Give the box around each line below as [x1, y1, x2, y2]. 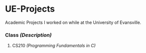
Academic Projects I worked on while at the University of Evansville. [5, 19, 142, 25]
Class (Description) [5, 32, 52, 38]
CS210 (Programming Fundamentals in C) [12, 43, 96, 49]
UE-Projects [5, 3, 55, 15]
